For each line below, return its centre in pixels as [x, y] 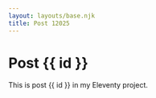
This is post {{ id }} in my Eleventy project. [78, 85]
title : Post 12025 [39, 23]
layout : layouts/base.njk [51, 16]
